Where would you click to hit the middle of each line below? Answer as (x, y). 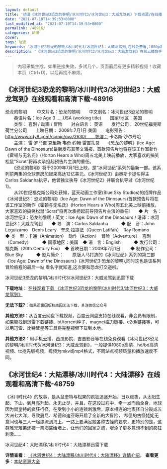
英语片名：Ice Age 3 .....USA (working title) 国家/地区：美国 (78, 118)
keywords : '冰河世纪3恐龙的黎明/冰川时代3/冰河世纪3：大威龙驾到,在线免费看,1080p (83, 47)
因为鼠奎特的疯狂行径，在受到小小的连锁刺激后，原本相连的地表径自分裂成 (81, 409)
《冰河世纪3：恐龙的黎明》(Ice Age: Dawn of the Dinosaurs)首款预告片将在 (82, 199)
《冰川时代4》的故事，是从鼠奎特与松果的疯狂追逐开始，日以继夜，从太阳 (81, 397)
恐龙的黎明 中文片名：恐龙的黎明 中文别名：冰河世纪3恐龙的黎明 (79, 112)
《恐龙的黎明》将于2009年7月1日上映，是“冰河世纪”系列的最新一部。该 (85, 168)
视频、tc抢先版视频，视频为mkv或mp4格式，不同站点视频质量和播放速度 (79, 351)
